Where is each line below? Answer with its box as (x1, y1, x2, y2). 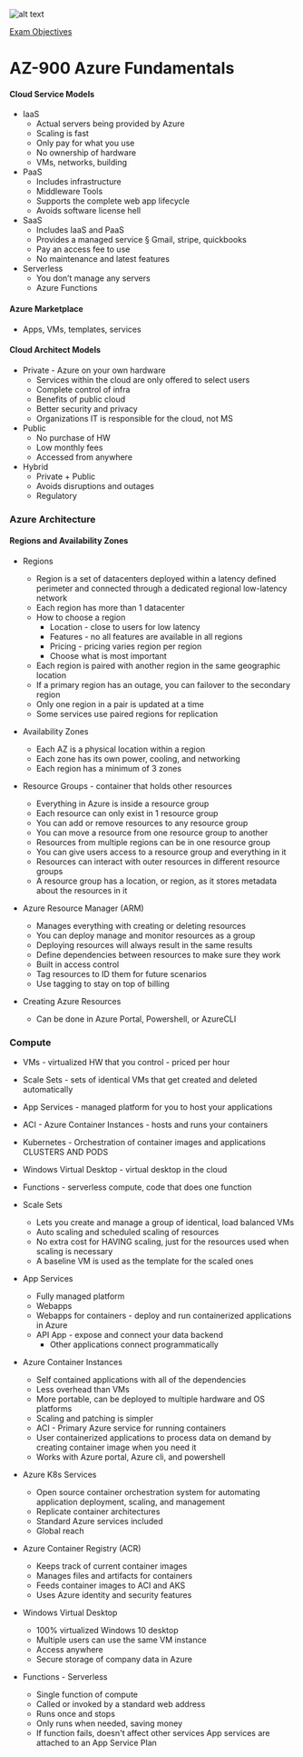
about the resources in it (35, 884, 128, 895)
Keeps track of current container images (35, 1561, 188, 1572)
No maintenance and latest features (35, 254, 171, 265)
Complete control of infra (35, 384, 131, 394)
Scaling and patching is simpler (35, 1413, 154, 1424)
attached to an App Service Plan (35, 1737, 157, 1749)
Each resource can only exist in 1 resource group (35, 807, 219, 818)
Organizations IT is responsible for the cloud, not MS (35, 413, 233, 424)
